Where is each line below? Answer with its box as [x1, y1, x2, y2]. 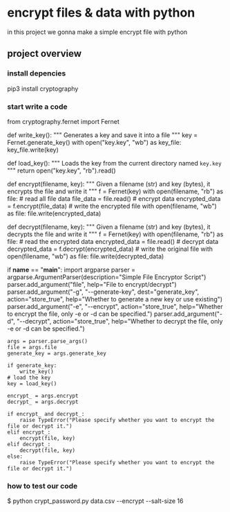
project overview [7, 48, 82, 60]
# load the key [7, 374, 51, 381]
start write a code [7, 102, 68, 112]
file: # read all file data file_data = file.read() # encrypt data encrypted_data [7, 194, 221, 202]
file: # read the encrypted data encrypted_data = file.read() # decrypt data [7, 237, 219, 245]
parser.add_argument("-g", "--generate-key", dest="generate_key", [7, 288, 200, 296]
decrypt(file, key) [19, 447, 76, 454]
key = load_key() [7, 380, 57, 387]
